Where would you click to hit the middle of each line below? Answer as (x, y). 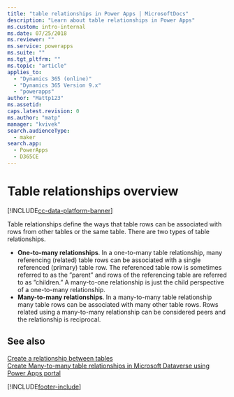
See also (26, 341)
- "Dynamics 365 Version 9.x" (57, 85)
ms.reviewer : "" (31, 40)
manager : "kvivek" (34, 124)
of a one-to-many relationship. (61, 289)
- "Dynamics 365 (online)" (53, 79)
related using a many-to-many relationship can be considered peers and (121, 312)
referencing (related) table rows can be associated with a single (109, 260)
